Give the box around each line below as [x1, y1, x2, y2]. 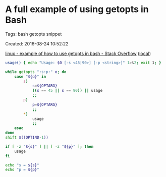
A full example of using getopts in [5, 4, 149, 15]
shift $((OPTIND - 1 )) [5, 135, 49, 140]
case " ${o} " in [14, 74, 46, 79]
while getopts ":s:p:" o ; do [5, 69, 67, 74]
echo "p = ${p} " [5, 167, 39, 172]
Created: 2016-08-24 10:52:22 [5, 40, 69, 46]
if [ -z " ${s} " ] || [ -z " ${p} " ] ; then [5, 144, 94, 149]
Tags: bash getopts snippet [5, 31, 62, 37]
